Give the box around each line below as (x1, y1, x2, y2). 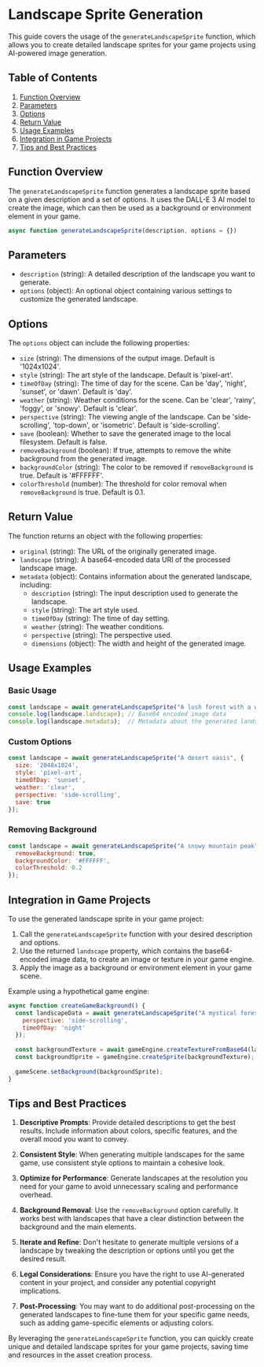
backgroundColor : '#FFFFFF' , (15, 857, 111, 865)
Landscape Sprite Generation (8, 6, 203, 24)
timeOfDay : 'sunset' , (15, 777, 86, 784)
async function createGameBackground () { (8, 1001, 146, 1010)
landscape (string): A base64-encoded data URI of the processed (19, 554, 231, 564)
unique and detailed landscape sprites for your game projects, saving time (8, 1342, 249, 1351)
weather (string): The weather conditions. (31, 621, 165, 631)
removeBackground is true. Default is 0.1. (19, 487, 145, 497)
